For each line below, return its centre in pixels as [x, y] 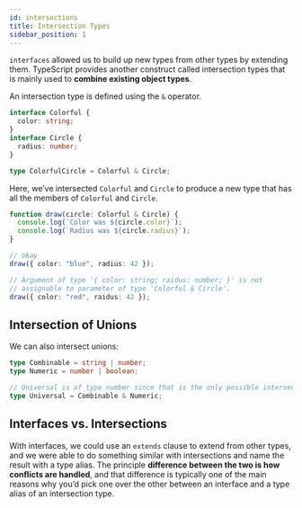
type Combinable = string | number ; [78, 363]
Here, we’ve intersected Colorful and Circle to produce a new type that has [151, 188]
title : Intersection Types [60, 26]
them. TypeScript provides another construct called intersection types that [147, 69]
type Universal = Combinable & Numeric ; [86, 396]
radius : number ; [48, 146]
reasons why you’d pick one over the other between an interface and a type [150, 484]
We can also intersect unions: [64, 346]
